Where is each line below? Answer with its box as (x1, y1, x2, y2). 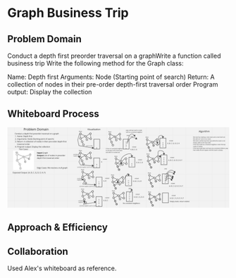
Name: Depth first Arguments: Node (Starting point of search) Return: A (7, 72, 215, 81)
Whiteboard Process (7, 108, 100, 120)
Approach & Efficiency (7, 222, 108, 234)
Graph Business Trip (7, 5, 129, 21)
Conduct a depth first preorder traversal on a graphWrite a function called (7, 51, 221, 60)
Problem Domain (7, 33, 82, 45)
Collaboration (7, 245, 68, 258)
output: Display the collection (7, 88, 92, 96)
